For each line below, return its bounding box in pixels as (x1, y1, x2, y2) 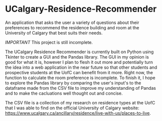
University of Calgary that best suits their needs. (5, 30, 103, 36)
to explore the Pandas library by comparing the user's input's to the (5, 80, 141, 86)
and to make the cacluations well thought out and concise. (5, 90, 123, 96)
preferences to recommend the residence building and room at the (5, 24, 139, 30)
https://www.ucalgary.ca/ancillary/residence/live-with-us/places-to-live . (5, 110, 151, 116)
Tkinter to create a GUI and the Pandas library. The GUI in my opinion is (5, 54, 149, 60)
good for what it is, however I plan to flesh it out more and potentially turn (5, 59, 153, 65)
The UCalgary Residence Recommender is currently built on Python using (5, 49, 154, 55)
